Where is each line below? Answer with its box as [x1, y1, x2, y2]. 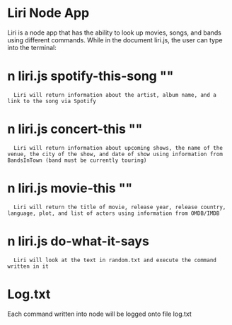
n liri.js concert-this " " [7, 122, 143, 137]
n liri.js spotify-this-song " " [7, 69, 174, 84]
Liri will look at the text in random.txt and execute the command [13, 256, 217, 264]
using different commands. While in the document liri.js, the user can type [7, 35, 223, 44]
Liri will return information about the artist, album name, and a [13, 91, 217, 98]
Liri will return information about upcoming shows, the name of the [13, 144, 223, 151]
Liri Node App [7, 5, 90, 21]
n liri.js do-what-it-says [7, 233, 150, 249]
